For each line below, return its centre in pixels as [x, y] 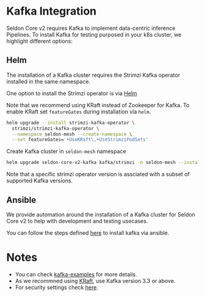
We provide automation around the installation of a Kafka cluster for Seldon [101, 214]
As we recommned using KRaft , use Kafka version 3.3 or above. [95, 281]
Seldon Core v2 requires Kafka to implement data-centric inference [91, 28]
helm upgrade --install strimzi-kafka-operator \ [71, 123]
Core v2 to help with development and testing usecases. [77, 221]
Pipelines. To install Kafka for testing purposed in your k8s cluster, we [94, 34]
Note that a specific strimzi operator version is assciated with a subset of [98, 174]
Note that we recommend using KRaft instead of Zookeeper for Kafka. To [98, 105]
